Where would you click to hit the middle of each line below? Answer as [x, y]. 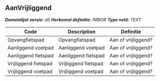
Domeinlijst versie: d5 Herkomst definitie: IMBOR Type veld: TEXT [73, 19]
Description [82, 32]
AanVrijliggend [29, 8]
